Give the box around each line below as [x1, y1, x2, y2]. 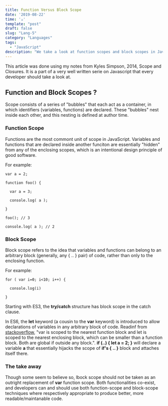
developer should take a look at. [5, 74, 71, 80]
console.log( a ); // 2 [5, 224, 55, 229]
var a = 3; [9, 189, 32, 194]
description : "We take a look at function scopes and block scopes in [5, 49, 155, 54]
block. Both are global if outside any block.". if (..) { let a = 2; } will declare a [5, 339, 161, 346]
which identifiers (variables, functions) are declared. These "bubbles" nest [5, 107, 159, 113]
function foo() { [5, 180, 41, 185]
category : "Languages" [5, 36, 52, 41]
